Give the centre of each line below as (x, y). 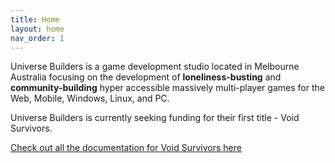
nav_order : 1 (37, 38)
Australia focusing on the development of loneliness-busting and (146, 77)
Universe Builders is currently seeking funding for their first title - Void (155, 118)
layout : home (37, 29)
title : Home (35, 19)
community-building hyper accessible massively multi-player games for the (167, 88)
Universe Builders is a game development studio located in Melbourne (155, 67)
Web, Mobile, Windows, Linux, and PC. (90, 98)
